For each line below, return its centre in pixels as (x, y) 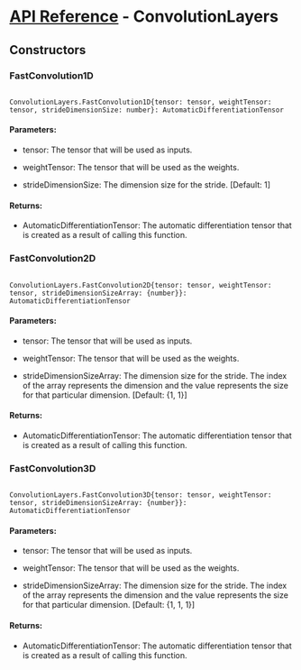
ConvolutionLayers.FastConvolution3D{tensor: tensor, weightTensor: (141, 495)
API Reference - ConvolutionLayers (144, 17)
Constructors (48, 50)
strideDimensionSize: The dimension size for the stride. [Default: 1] (146, 185)
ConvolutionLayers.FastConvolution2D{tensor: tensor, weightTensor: (141, 285)
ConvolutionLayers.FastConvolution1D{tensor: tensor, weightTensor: (141, 102)
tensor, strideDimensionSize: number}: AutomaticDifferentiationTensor (146, 110)
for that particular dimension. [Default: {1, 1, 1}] (109, 605)
